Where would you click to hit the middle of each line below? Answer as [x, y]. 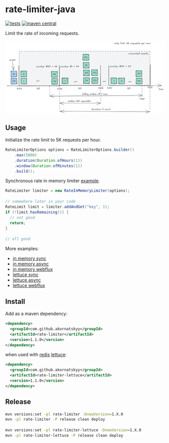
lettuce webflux [29, 286]
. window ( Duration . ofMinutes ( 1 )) [48, 166]
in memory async [31, 264]
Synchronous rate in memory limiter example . [53, 181]
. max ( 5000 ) [26, 155]
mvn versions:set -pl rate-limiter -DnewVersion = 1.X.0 [64, 414]
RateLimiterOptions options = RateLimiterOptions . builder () [70, 150]
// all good [18, 239]
